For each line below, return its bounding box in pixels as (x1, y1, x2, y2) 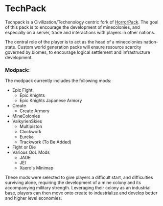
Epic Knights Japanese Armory (19, 98, 82, 103)
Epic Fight (12, 87, 33, 93)
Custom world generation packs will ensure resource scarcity (17, 44, 141, 50)
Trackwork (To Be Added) (19, 139, 72, 145)
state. (5, 44, 17, 50)
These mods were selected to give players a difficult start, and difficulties (5, 174, 153, 181)
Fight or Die (12, 144, 36, 150)
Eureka (19, 134, 34, 140)
